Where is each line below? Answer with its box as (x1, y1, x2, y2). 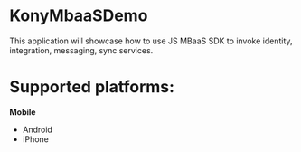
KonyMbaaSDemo (9, 5, 148, 26)
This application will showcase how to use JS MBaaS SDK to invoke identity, (9, 35, 293, 46)
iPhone (22, 133, 50, 145)
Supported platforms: (9, 77, 174, 98)
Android (22, 124, 52, 135)
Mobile (9, 106, 36, 118)
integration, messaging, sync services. (9, 44, 154, 55)
